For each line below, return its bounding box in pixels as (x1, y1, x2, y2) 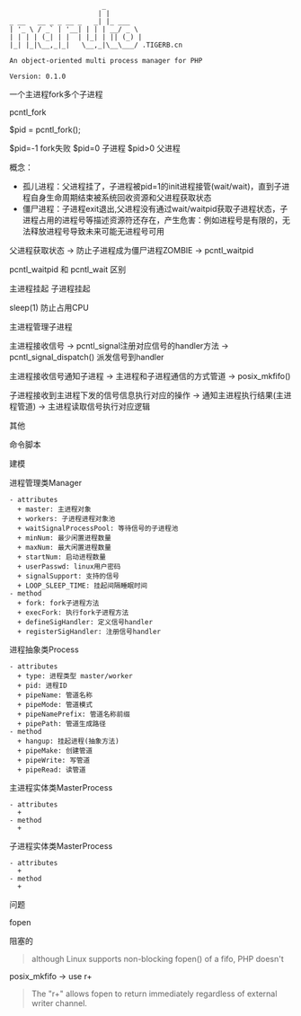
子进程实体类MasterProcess (9, 841, 113, 851)
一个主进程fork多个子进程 (9, 89, 103, 100)
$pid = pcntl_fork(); (9, 124, 81, 135)
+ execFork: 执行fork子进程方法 (17, 608, 129, 617)
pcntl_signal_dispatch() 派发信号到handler (9, 352, 164, 362)
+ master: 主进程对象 (17, 505, 92, 514)
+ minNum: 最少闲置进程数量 (17, 534, 112, 543)
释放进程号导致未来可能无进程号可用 (30, 226, 164, 236)
